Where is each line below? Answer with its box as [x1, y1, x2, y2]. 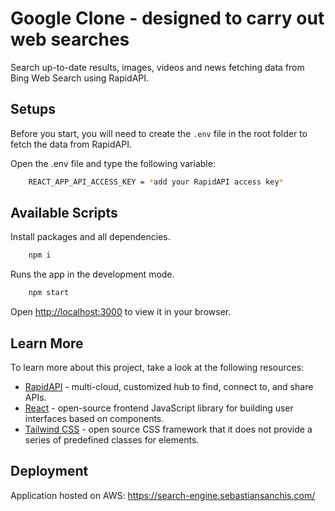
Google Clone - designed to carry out [10, 7, 325, 30]
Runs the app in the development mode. [10, 268, 175, 281]
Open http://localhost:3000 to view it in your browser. [10, 306, 232, 318]
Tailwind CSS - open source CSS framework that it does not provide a [24, 423, 313, 435]
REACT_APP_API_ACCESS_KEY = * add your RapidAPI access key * [28, 177, 284, 187]
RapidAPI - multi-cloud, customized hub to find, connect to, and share [24, 381, 314, 392]
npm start [28, 288, 70, 298]
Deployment [10, 463, 89, 480]
